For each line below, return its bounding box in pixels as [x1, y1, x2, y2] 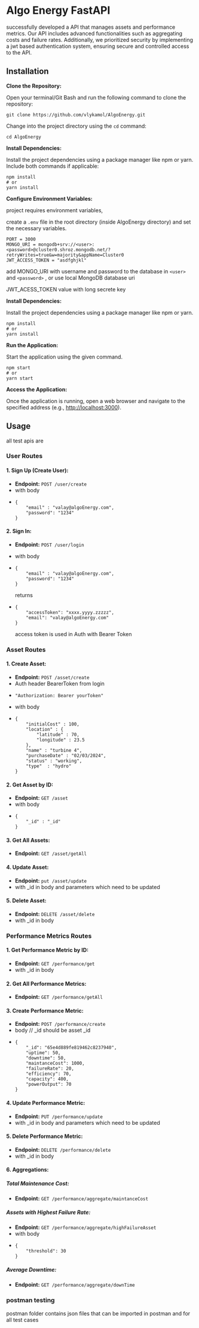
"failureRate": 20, [26, 1065, 75, 1072]
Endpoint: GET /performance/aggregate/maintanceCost [14, 1195, 148, 1202]
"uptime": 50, [26, 1050, 61, 1056]
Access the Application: [6, 386, 68, 393]
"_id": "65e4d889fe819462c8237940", [26, 1044, 117, 1051]
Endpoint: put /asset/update [14, 877, 87, 884]
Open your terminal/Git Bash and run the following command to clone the [6, 94, 186, 101]
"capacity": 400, [26, 1076, 69, 1082]
